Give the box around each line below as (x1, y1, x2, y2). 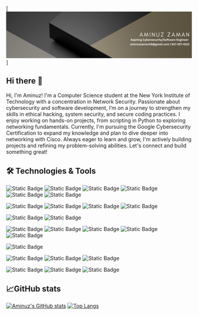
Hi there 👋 (6, 76, 43, 86)
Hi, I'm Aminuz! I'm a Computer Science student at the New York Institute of (6, 92, 190, 99)
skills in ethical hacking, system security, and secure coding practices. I (6, 111, 180, 118)
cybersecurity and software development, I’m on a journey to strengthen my (6, 104, 191, 111)
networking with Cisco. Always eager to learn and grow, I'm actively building (6, 135, 192, 142)
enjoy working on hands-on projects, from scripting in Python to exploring (6, 116, 186, 124)
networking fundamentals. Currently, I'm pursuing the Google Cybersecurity (6, 123, 191, 130)
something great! (6, 148, 48, 155)
